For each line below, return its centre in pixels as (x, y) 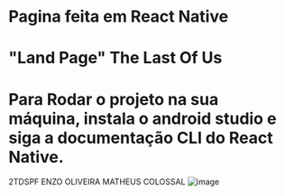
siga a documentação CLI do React (141, 138)
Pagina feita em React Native (119, 17)
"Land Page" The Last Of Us (115, 58)
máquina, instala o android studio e (142, 118)
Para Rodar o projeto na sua (114, 99)
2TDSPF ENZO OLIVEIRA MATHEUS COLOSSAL (97, 182)
